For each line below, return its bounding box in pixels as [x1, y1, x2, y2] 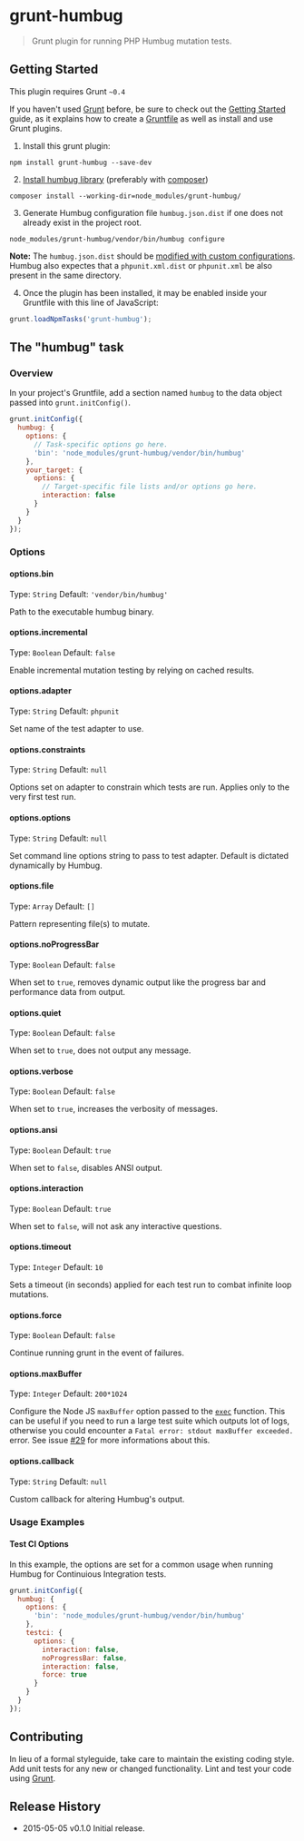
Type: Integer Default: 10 [9, 1261, 103, 1272]
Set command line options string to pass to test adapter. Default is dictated [9, 850, 289, 861]
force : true [42, 1670, 88, 1679]
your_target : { [25, 465, 83, 475]
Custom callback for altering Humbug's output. [9, 1493, 185, 1504]
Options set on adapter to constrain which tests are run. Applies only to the [9, 782, 290, 793]
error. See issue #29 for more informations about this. [9, 1435, 211, 1446]
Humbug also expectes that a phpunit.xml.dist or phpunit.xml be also [9, 260, 272, 271]
